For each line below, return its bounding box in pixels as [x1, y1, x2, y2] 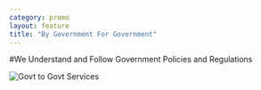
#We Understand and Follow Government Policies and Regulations [9, 54, 253, 65]
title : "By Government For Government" [9, 29, 158, 38]
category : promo [9, 12, 69, 22]
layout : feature [9, 21, 69, 30]
